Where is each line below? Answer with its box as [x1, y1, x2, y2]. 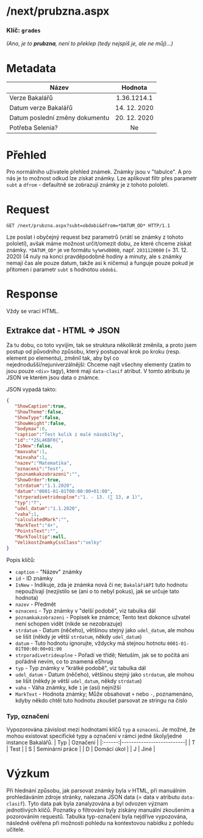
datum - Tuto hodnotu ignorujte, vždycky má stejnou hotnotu [15, 639, 166, 647]
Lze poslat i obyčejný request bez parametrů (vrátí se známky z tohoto [6, 233, 184, 241]
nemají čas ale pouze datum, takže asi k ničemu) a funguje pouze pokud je [6, 260, 194, 267]
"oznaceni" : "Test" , [14, 465, 64, 472]
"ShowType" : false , [14, 414, 62, 421]
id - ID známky [15, 574, 53, 581]
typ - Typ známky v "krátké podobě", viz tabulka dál [15, 664, 146, 671]
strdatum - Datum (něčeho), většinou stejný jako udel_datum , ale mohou [15, 626, 194, 633]
